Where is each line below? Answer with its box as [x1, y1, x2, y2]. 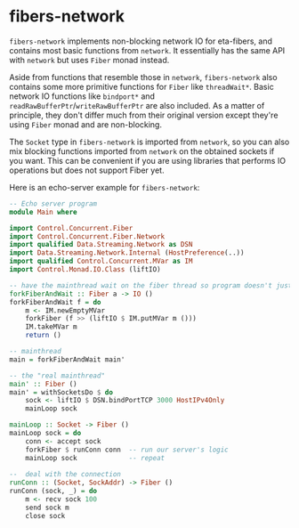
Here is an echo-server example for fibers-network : [9, 182, 200, 192]
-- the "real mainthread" [9, 371, 105, 380]
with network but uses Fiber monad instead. [9, 54, 170, 65]
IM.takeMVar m [25, 322, 77, 331]
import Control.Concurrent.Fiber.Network [9, 232, 166, 241]
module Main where [9, 207, 77, 216]
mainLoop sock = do [9, 429, 82, 438]
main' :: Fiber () [9, 379, 77, 388]
